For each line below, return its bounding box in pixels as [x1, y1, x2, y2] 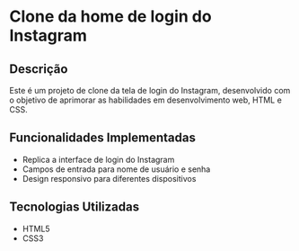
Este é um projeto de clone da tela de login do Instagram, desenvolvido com [9, 85, 291, 95]
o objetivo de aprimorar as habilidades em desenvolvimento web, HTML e [9, 94, 283, 105]
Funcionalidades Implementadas [9, 130, 196, 146]
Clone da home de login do [9, 6, 213, 27]
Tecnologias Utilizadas [9, 200, 140, 215]
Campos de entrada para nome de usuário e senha [22, 164, 211, 175]
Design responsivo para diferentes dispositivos [22, 173, 197, 184]
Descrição [9, 61, 68, 76]
